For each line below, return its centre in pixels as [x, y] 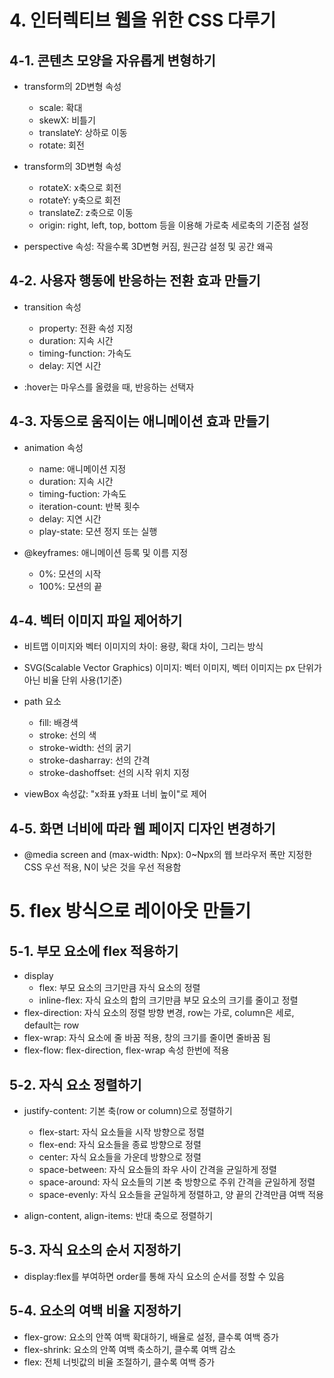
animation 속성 [53, 447]
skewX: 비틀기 [67, 120]
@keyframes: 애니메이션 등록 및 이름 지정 [106, 552]
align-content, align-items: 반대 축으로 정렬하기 [118, 1216]
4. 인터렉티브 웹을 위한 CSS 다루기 [143, 20]
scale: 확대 [60, 107]
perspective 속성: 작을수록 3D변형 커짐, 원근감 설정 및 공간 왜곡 [148, 246]
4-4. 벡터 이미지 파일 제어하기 [96, 621]
